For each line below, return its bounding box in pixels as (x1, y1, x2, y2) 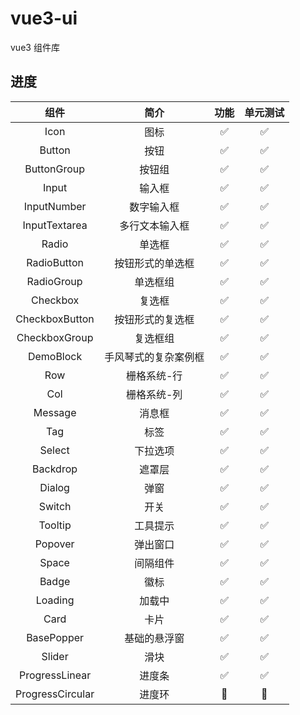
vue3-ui (10, 7, 78, 30)
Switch (38, 499, 72, 513)
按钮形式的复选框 (114, 312, 195, 326)
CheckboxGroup (16, 330, 94, 344)
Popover (34, 537, 75, 551)
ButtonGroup (24, 162, 85, 176)
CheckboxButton (15, 312, 95, 326)
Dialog (39, 480, 70, 494)
